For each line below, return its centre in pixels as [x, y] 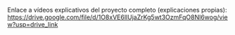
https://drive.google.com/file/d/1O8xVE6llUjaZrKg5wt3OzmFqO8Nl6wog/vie [118, 17]
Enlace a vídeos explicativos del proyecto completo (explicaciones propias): [117, 10]
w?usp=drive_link [33, 24]
